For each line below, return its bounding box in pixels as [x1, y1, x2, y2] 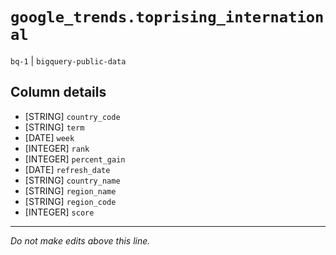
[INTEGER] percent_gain [24, 153, 126, 165]
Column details [10, 84, 107, 101]
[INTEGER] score [24, 206, 95, 218]
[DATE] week [24, 131, 75, 143]
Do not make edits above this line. [10, 234, 151, 247]
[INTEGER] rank [24, 142, 90, 154]
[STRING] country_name [24, 174, 121, 186]
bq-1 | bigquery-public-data [10, 54, 127, 67]
